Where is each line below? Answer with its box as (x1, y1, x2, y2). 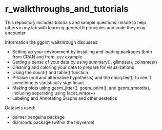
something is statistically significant (12, 79, 84, 86)
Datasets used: (5, 105, 36, 111)
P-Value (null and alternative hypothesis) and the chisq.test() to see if (12, 74, 151, 80)
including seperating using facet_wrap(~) (12, 90, 95, 96)
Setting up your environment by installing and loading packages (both (12, 49, 152, 55)
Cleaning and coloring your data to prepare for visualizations (12, 64, 134, 70)
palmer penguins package (12, 114, 65, 120)
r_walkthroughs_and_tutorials (5, 3, 129, 15)
